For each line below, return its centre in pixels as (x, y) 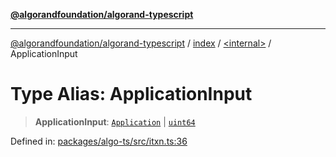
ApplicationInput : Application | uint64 (115, 121)
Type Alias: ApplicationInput (131, 94)
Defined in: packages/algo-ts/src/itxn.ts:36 (99, 141)
